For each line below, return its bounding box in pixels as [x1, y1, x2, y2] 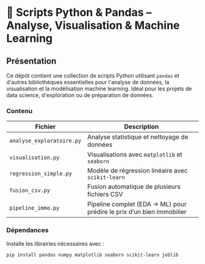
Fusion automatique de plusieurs [87, 183, 181, 191]
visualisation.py [9, 154, 60, 161]
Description [124, 122, 159, 131]
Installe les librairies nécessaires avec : [6, 240, 105, 247]
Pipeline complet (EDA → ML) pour [87, 200, 187, 208]
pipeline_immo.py [9, 205, 60, 211]
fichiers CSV [87, 190, 123, 199]
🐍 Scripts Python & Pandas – [6, 5, 152, 20]
